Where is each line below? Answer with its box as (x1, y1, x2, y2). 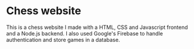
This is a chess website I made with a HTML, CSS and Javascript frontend (6, 24, 188, 31)
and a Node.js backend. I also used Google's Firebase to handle (6, 30, 163, 37)
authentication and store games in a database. (6, 36, 121, 43)
